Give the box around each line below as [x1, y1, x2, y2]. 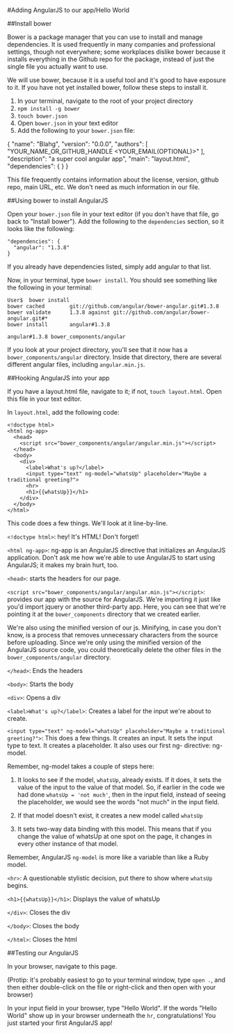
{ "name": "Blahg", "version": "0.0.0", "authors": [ [7, 140, 148, 148]
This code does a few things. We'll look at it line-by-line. [7, 519, 168, 527]
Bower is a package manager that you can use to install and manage [7, 33, 203, 41]
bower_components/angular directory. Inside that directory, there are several [7, 353, 222, 361]
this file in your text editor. [7, 395, 82, 403]
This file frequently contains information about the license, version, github [7, 175, 219, 184]
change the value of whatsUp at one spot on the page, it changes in [17, 832, 212, 841]
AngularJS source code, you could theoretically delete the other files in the [7, 646, 222, 653]
